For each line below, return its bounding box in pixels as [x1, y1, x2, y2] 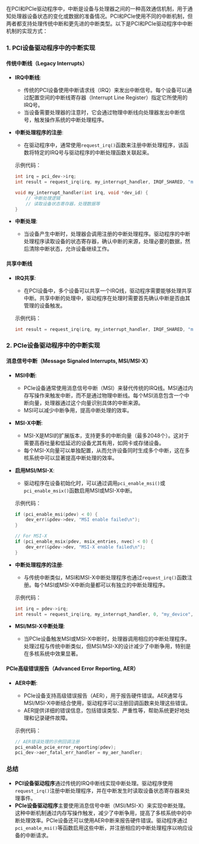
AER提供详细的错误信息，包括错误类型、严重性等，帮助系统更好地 [23, 707, 185, 714]
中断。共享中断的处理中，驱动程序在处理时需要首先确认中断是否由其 [23, 294, 191, 301]
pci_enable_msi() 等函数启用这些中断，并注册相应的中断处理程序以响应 [14, 824, 188, 831]
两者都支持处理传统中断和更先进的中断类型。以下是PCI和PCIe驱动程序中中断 [6, 20, 193, 27]
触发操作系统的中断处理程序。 [34, 116, 108, 124]
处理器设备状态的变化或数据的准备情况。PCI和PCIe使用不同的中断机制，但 [11, 12, 193, 20]
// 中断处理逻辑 [26, 195, 61, 201]
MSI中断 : [14, 371, 37, 379]
